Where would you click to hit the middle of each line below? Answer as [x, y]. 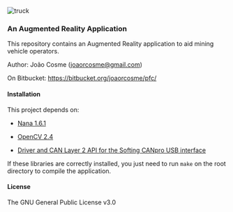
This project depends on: [43, 109]
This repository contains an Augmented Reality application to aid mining [111, 44]
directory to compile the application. [59, 171]
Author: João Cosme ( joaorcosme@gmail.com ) [75, 65]
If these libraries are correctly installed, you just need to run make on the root [117, 163]
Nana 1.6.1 [32, 123]
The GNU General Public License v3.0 [62, 202]
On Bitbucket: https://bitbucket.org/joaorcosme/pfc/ [82, 78]
